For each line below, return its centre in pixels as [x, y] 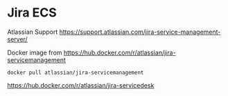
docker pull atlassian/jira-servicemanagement [76, 73]
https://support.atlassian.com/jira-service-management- [140, 32]
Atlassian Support [33, 32]
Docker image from [35, 52]
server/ [17, 39]
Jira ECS [32, 13]
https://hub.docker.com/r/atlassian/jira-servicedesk [81, 85]
